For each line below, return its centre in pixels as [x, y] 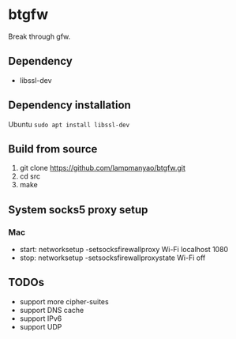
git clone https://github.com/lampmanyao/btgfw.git [102, 168]
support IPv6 [41, 318]
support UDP [41, 326]
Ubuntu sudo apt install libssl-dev [69, 124]
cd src [30, 176]
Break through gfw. [39, 36]
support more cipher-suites [64, 301]
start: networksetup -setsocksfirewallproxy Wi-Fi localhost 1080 [124, 250]
